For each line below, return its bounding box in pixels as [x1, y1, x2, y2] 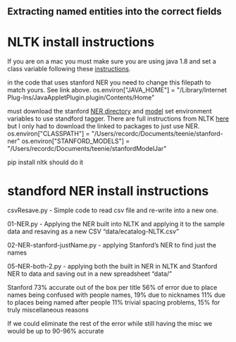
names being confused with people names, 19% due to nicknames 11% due [7, 291, 225, 299]
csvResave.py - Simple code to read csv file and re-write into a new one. [7, 206, 218, 214]
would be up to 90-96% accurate [7, 327, 104, 336]
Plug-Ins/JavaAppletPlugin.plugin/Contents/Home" [7, 93, 155, 102]
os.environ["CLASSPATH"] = [7, 130, 90, 138]
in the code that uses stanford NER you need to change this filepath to [7, 78, 211, 87]
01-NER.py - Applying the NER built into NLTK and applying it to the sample [7, 220, 225, 228]
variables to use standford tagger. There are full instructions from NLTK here [7, 114, 229, 123]
